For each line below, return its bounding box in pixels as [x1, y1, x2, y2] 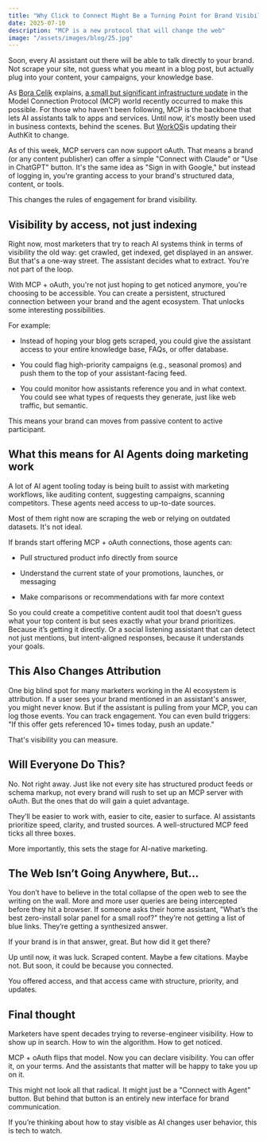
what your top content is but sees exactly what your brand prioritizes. [8, 616, 236, 626]
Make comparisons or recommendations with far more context [19, 592, 225, 602]
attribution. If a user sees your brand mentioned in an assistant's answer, [8, 694, 247, 704]
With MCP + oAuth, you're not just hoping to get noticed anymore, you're [8, 280, 248, 290]
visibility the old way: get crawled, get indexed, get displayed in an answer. [8, 247, 253, 257]
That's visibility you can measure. [8, 735, 118, 744]
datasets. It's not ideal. [8, 522, 83, 532]
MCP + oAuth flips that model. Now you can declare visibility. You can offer [8, 1053, 254, 1062]
